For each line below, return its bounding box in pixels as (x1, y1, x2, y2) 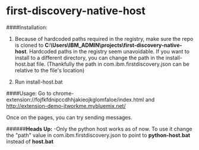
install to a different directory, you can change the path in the (14, 54, 165, 61)
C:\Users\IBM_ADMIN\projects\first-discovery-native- (45, 42, 182, 49)
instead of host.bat (6, 138, 53, 145)
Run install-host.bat (14, 78, 63, 85)
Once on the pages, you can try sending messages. (6, 114, 132, 121)
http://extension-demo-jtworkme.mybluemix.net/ (6, 102, 126, 109)
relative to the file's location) (14, 66, 85, 74)
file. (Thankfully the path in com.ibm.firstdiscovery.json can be (36, 60, 189, 68)
